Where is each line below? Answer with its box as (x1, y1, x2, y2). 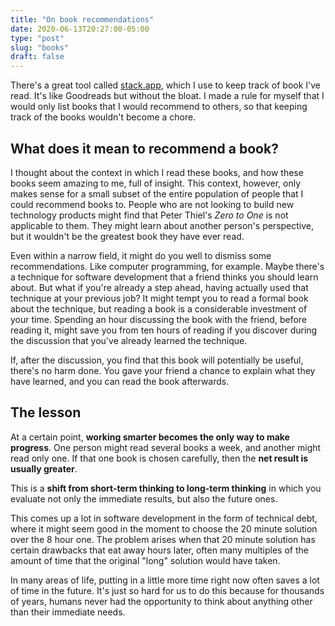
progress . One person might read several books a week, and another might (10, 441, 322, 453)
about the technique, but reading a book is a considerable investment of (10, 302, 308, 315)
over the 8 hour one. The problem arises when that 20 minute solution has (10, 533, 316, 545)
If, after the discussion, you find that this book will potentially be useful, (10, 354, 304, 366)
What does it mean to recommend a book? (10, 140, 279, 157)
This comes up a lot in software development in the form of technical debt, (10, 512, 318, 524)
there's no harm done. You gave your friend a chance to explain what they (10, 364, 316, 376)
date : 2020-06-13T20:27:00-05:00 (10, 24, 150, 34)
